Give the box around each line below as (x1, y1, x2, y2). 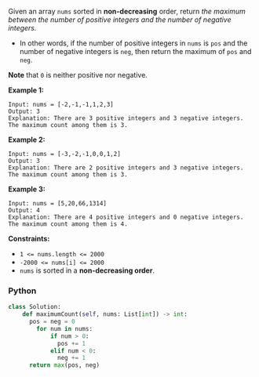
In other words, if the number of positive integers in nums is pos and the (19, 38, 248, 48)
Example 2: (8, 135, 46, 144)
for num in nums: (36, 324, 93, 332)
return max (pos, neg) (28, 361, 100, 369)
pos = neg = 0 (28, 317, 76, 326)
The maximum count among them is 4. (8, 220, 128, 228)
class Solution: (8, 303, 61, 311)
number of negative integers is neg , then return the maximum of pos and (19, 47, 252, 56)
